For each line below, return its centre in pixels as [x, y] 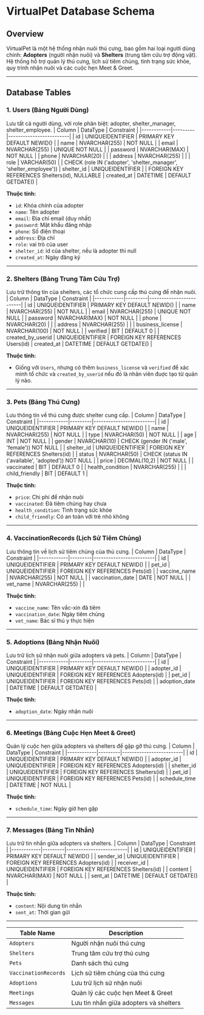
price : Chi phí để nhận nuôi [49, 497]
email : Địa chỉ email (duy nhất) [53, 218]
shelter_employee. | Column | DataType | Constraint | [72, 130]
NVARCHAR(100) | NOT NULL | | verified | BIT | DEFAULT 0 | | [83, 331]
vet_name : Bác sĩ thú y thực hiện [55, 620]
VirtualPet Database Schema [80, 11]
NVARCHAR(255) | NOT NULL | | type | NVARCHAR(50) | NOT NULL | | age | [101, 435]
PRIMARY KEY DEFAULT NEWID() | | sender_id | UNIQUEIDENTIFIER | [93, 856]
